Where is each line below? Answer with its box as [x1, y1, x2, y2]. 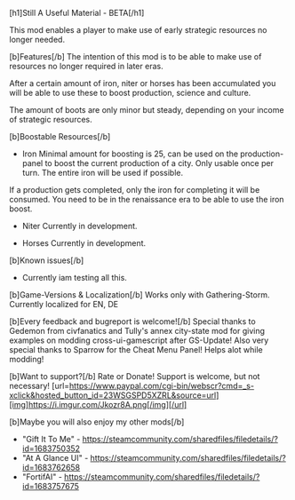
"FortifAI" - [21, 472, 62, 482]
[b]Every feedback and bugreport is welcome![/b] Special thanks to [9, 316, 256, 327]
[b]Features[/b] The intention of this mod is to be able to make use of [9, 52, 262, 61]
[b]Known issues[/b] [9, 255, 84, 266]
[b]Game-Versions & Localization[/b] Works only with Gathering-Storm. [9, 290, 270, 300]
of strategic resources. [9, 115, 93, 124]
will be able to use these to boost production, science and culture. [9, 88, 251, 98]
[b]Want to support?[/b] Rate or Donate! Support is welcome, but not [9, 371, 260, 381]
